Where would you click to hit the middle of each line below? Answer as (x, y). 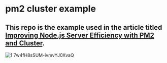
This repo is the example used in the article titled (84, 27)
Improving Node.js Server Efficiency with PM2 (80, 35)
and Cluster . (25, 43)
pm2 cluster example (51, 9)
